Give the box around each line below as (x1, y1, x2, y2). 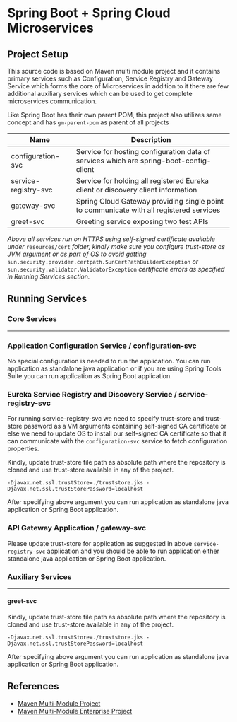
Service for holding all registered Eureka (75, 176, 209, 185)
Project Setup (7, 48, 69, 60)
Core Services (7, 314, 58, 324)
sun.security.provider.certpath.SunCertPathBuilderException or (7, 257, 199, 266)
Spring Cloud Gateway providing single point (75, 197, 224, 206)
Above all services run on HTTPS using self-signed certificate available (7, 235, 216, 243)
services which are (75, 156, 139, 165)
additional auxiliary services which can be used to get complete (7, 90, 193, 98)
